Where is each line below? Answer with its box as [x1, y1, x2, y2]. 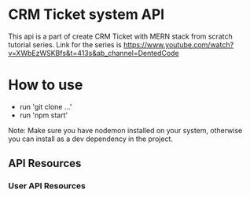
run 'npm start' [19, 110, 68, 120]
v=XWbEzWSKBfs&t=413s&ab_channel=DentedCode [8, 48, 179, 58]
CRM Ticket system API [8, 6, 165, 24]
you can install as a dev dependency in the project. [8, 134, 173, 143]
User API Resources [8, 180, 86, 191]
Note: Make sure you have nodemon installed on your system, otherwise [8, 125, 243, 135]
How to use [8, 76, 83, 94]
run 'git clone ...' [19, 102, 72, 111]
